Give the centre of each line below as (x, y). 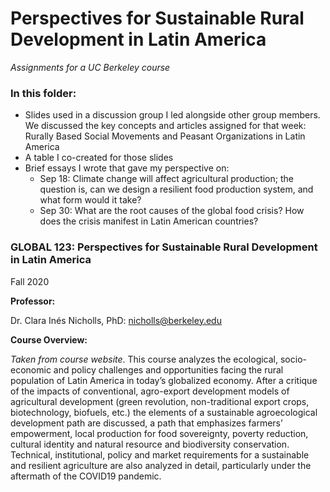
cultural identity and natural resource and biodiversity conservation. (150, 444)
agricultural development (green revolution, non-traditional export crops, (160, 401)
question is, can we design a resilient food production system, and (176, 189)
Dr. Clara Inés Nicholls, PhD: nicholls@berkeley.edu (116, 320)
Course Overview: (49, 339)
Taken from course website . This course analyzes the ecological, (144, 359)
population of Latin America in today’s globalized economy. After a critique (164, 380)
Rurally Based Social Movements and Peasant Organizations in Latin (165, 136)
